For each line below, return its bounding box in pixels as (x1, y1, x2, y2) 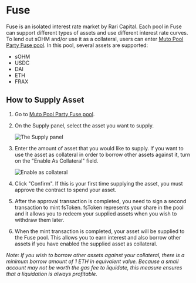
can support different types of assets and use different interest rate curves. (6, 29, 188, 36)
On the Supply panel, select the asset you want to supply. (14, 122, 154, 129)
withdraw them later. (14, 216, 65, 223)
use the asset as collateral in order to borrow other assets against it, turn (14, 151, 191, 158)
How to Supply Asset (6, 95, 85, 105)
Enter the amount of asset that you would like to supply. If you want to (14, 144, 184, 151)
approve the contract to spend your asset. (14, 186, 117, 193)
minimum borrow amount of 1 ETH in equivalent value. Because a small (6, 258, 179, 265)
